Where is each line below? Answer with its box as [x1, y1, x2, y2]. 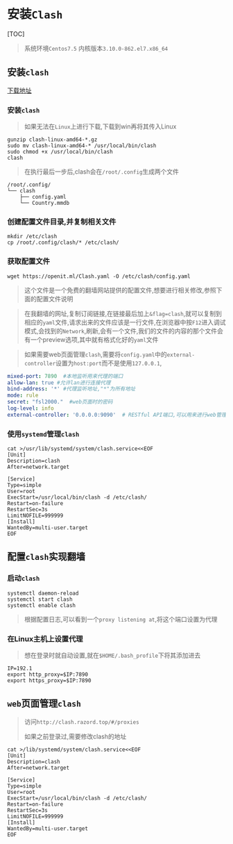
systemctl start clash [7, 595, 73, 603]
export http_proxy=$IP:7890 [7, 671, 89, 678]
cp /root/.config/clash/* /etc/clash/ [7, 239, 119, 247]
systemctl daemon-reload [7, 590, 79, 597]
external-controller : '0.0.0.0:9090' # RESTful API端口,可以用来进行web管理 [7, 411, 227, 418]
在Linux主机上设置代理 [7, 634, 83, 643]
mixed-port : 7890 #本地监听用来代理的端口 [7, 372, 123, 379]
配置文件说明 [36, 295, 74, 303]
